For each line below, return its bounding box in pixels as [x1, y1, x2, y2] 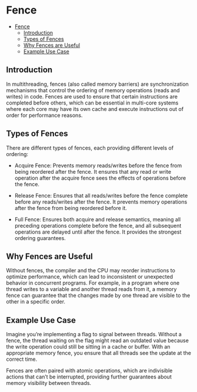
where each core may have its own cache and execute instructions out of [6, 105, 184, 112]
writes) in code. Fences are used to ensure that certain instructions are [6, 93, 178, 100]
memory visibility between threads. [6, 380, 92, 387]
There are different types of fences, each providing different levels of [6, 144, 174, 151]
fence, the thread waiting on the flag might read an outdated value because [6, 337, 189, 344]
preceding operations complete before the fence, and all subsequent [14, 222, 182, 229]
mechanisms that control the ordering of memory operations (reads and [6, 86, 181, 94]
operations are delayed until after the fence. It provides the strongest [14, 228, 182, 235]
